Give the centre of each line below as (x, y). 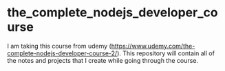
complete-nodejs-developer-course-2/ (62, 53)
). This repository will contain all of (166, 53)
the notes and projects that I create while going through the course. (103, 60)
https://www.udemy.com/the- (153, 46)
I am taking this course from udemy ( (59, 46)
